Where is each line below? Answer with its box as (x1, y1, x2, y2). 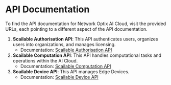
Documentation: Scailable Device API (20, 74, 99, 80)
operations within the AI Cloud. (12, 57, 78, 63)
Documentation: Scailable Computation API (20, 63, 111, 69)
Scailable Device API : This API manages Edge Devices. (12, 68, 130, 75)
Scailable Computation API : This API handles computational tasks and (12, 52, 162, 58)
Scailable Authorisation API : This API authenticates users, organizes (12, 36, 158, 42)
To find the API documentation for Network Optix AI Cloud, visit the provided (5, 20, 166, 27)
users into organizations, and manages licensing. (12, 41, 116, 47)
